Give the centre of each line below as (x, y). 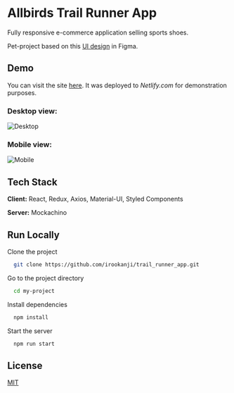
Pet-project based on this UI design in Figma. (73, 46)
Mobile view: (30, 144)
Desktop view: (32, 111)
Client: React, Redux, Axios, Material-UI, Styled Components (96, 199)
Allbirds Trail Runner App (82, 13)
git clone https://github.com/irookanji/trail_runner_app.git (106, 264)
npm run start (34, 344)
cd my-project (34, 291)
